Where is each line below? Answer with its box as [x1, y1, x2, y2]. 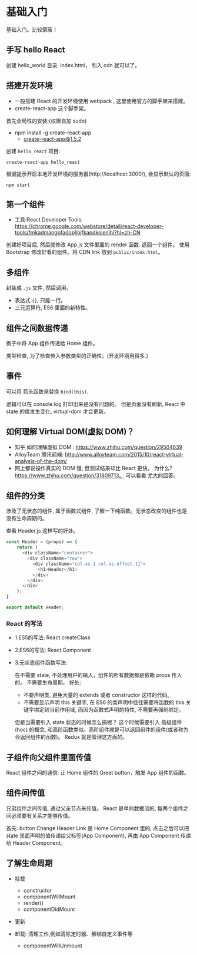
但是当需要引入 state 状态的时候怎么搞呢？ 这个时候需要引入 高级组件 [14, 719, 182, 726]
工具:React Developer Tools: [14, 216, 84, 223]
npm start [6, 182, 31, 188]
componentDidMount [23, 906, 75, 913]
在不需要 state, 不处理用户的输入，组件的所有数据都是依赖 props [14, 672, 171, 679]
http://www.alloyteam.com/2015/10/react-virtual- [65, 451, 184, 458]
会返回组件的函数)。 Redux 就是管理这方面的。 [14, 733, 128, 741]
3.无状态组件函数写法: [14, 659, 68, 666]
